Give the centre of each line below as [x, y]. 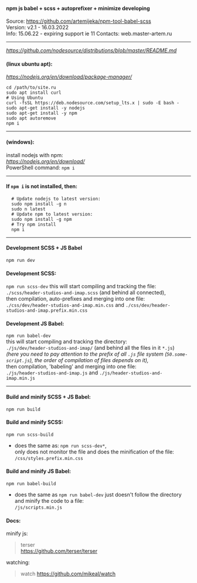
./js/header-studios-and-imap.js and [52, 373]
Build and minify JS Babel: [39, 471]
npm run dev [21, 261]
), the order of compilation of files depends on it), [89, 360]
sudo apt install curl [34, 93]
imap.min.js [21, 379]
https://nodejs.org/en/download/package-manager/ [69, 77]
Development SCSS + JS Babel [44, 248]
